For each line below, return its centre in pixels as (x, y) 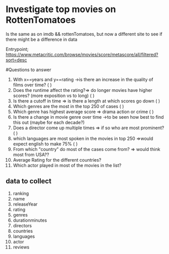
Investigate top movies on (61, 9)
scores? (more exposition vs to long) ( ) (54, 95)
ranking (21, 193)
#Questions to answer (29, 70)
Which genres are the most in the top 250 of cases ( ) (68, 106)
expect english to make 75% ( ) (45, 144)
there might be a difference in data (41, 39)
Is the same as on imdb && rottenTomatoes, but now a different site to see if (84, 34)
